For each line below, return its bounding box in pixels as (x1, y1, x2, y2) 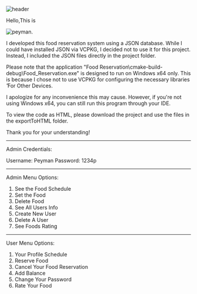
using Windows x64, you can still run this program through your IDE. (6, 100, 171, 107)
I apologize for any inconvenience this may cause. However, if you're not (6, 94, 182, 100)
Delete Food (14, 198, 45, 205)
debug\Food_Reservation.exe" (6, 70, 80, 76)
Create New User (14, 210, 57, 217)
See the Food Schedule (14, 185, 72, 192)
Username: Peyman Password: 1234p (6, 157, 97, 164)
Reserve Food (14, 257, 49, 264)
